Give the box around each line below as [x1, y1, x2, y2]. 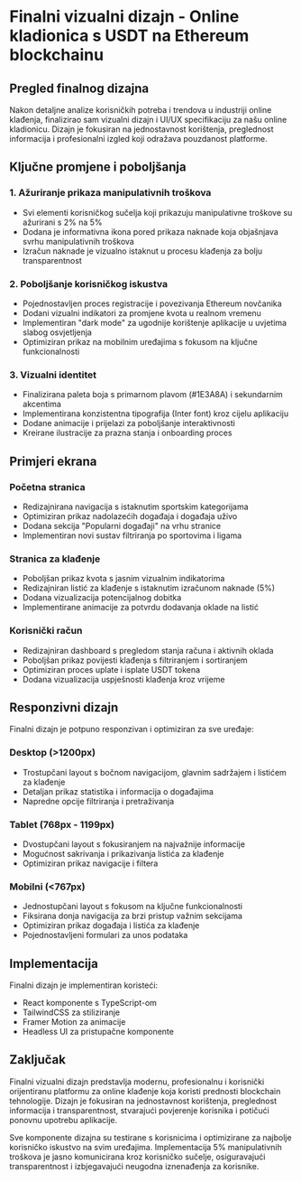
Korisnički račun [9, 625, 83, 637]
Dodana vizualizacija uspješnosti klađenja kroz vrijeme [22, 674, 225, 684]
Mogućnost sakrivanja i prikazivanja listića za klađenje [22, 848, 224, 859]
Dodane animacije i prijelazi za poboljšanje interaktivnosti [22, 418, 236, 429]
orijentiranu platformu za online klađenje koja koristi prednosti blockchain [9, 1085, 281, 1096]
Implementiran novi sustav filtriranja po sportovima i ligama [22, 530, 242, 541]
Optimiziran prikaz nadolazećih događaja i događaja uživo [22, 510, 238, 521]
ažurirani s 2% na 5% [22, 217, 103, 228]
